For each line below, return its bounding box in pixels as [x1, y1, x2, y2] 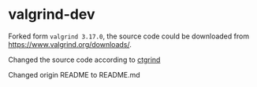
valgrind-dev [8, 5, 95, 24]
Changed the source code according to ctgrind [8, 55, 161, 64]
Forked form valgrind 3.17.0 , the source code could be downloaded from [8, 31, 250, 41]
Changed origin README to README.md [8, 70, 140, 79]
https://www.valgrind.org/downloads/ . [8, 39, 132, 49]
